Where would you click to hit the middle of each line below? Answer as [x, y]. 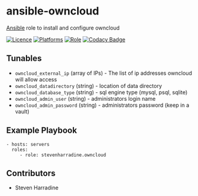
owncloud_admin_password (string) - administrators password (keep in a [102, 105]
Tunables [24, 58]
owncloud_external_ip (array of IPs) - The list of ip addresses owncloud [104, 73]
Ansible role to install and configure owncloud [63, 28]
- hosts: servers [28, 144]
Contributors [31, 173]
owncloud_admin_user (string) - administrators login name [85, 98]
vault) [22, 111]
